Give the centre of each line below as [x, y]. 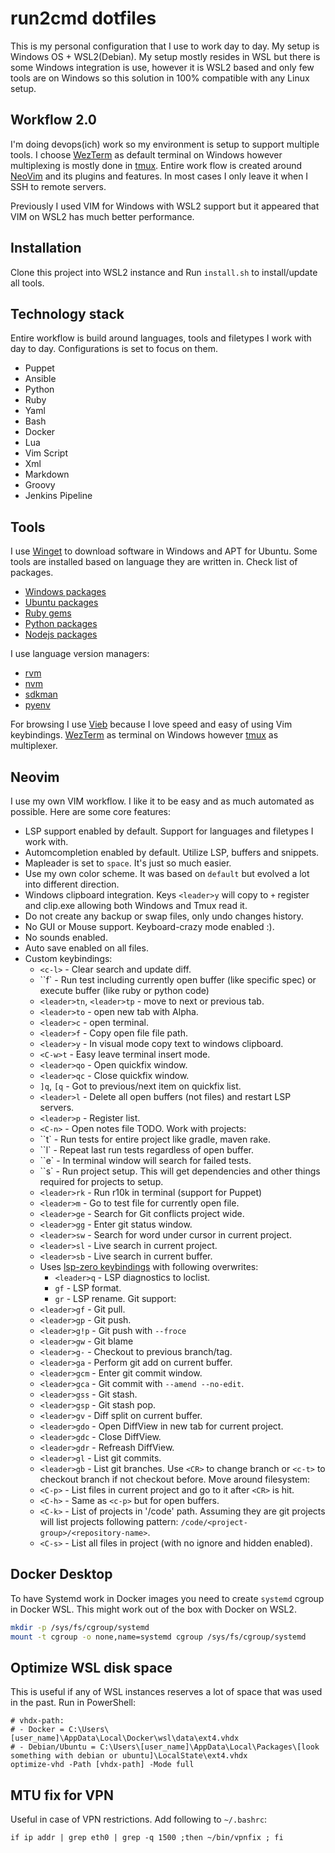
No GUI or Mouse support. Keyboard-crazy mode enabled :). [149, 926]
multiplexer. [34, 746]
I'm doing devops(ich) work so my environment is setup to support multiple [165, 144]
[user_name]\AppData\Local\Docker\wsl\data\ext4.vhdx [125, 1738]
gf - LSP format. [88, 1288]
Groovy [40, 485]
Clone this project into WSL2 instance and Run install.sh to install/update [164, 272]
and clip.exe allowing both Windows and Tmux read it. [136, 905]
